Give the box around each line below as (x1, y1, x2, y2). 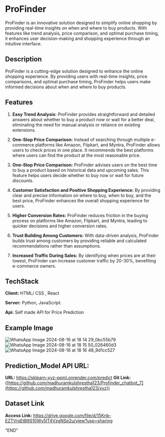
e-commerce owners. (12, 263, 57, 269)
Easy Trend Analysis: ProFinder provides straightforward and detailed (12, 111, 155, 117)
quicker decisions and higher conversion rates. (12, 223, 108, 229)
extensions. (12, 127, 36, 133)
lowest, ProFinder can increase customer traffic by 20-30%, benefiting (12, 257, 156, 263)
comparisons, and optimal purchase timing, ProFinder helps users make (5, 78, 151, 84)
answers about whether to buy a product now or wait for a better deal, (12, 116, 155, 122)
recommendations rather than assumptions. (12, 243, 101, 249)
